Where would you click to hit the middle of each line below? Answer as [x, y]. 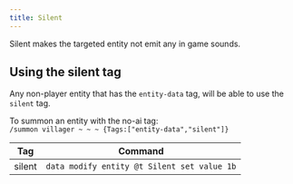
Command [141, 151]
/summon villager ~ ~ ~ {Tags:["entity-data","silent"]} [119, 130]
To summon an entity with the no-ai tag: [84, 121]
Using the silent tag [66, 72]
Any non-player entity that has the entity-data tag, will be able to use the [146, 94]
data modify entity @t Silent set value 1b [141, 167]
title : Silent [36, 18]
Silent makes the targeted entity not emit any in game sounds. [125, 44]
